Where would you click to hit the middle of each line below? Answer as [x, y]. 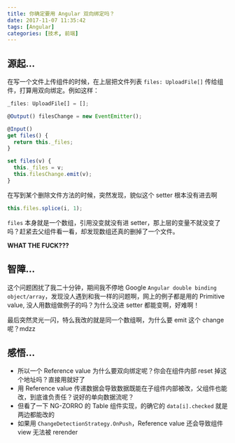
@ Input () [20, 129]
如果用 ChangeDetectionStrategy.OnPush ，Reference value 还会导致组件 [120, 423]
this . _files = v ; [39, 168]
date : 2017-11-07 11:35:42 [47, 20]
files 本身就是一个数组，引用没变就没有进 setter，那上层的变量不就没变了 [114, 222]
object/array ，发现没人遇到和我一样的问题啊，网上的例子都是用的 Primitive [116, 296]
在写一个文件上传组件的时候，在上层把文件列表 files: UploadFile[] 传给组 [115, 82]
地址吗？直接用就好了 [54, 380]
